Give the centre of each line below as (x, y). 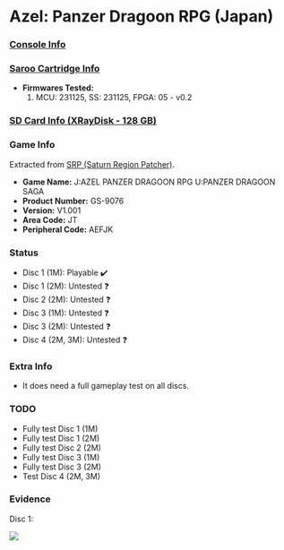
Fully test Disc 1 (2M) (61, 438)
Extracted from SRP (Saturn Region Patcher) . (92, 164)
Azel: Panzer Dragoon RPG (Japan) (142, 17)
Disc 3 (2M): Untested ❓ (66, 326)
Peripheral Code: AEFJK (68, 229)
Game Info (32, 145)
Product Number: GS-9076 (73, 201)
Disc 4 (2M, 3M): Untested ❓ (75, 339)
